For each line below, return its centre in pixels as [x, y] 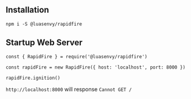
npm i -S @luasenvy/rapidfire [44, 24]
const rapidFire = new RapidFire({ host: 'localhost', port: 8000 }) [96, 67]
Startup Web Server [44, 43]
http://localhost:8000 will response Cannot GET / [69, 89]
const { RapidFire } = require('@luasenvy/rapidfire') [77, 56]
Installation [27, 10]
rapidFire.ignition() [33, 78]
